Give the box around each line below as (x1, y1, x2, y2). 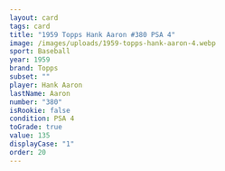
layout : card (9, 13, 59, 23)
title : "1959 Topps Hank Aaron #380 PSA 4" (9, 30, 176, 39)
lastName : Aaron (9, 89, 70, 98)
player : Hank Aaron (9, 81, 83, 90)
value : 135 (9, 131, 51, 140)
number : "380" (9, 97, 63, 107)
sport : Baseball (9, 47, 70, 56)
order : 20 (9, 147, 47, 157)
